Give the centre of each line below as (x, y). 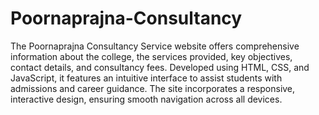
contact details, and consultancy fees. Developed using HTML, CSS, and (160, 67)
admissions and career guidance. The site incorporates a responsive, (153, 88)
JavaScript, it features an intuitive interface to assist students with (146, 78)
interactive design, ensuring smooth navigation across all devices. (146, 99)
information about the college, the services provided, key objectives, (151, 56)
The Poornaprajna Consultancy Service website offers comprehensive (155, 46)
